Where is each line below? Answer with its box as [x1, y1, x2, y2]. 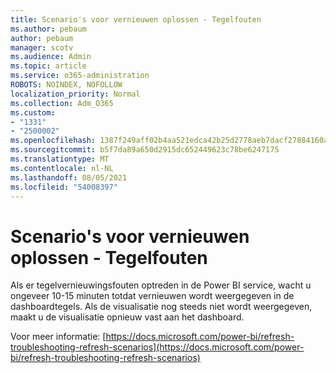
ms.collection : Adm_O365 [10, 98, 114, 108]
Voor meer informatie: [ [10, 331, 107, 343]
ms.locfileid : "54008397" [10, 182, 118, 192]
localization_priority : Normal [10, 89, 141, 99]
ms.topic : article [10, 61, 87, 71]
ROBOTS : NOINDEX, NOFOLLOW [10, 80, 123, 90]
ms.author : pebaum [10, 24, 87, 34]
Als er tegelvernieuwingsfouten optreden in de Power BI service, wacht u [10, 279, 312, 291]
